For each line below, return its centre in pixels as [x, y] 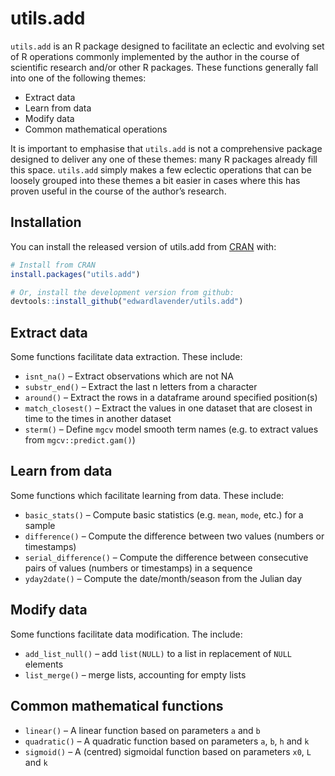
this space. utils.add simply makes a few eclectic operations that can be [161, 169]
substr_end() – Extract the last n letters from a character [141, 387]
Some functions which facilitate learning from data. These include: [147, 495]
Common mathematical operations [96, 129]
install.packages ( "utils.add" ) [75, 274]
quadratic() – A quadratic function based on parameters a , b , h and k [167, 741]
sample [40, 525]
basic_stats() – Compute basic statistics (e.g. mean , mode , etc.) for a [164, 514]
